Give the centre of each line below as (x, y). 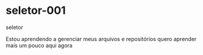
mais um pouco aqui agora (39, 45)
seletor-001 (36, 11)
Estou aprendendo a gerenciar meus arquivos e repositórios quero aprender (101, 39)
